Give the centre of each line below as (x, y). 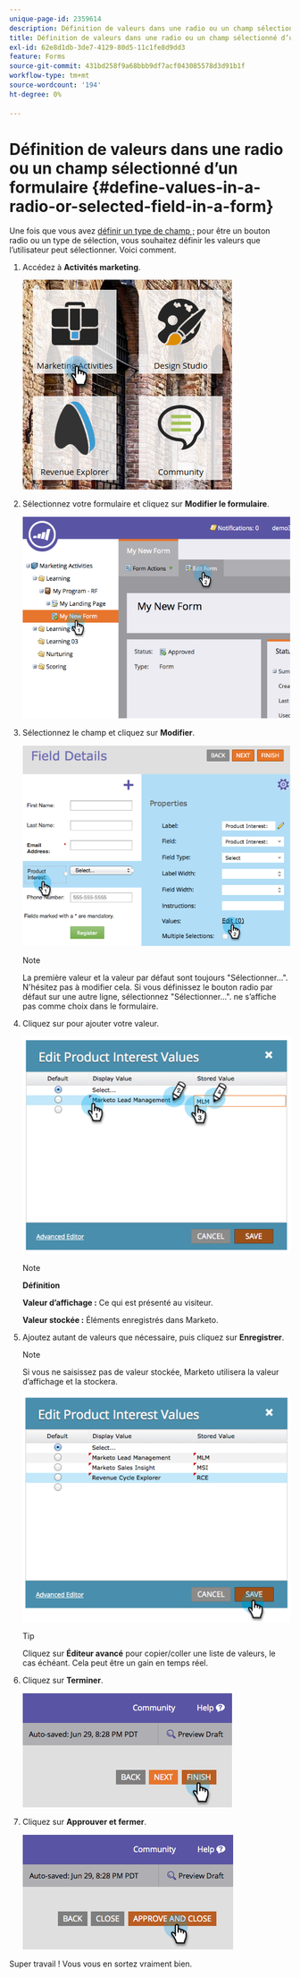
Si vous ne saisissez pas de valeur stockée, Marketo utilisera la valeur (150, 1372)
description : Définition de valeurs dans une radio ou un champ (131, 28)
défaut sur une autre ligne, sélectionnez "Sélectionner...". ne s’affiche (149, 997)
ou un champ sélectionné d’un (124, 168)
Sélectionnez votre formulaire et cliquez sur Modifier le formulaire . (146, 504)
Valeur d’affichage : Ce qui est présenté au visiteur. (117, 1302)
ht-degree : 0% (36, 94)
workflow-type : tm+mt (50, 76)
